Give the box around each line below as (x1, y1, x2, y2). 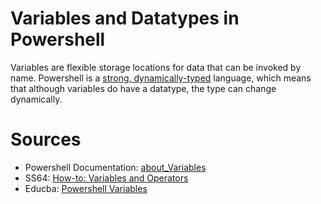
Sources (10, 128, 82, 151)
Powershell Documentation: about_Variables (24, 161, 207, 173)
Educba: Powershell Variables (24, 182, 148, 194)
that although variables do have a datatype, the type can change (10, 82, 277, 94)
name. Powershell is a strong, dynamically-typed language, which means (10, 72, 312, 84)
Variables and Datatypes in (10, 7, 240, 30)
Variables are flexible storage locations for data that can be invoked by (10, 61, 302, 73)
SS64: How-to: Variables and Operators (24, 172, 189, 184)
